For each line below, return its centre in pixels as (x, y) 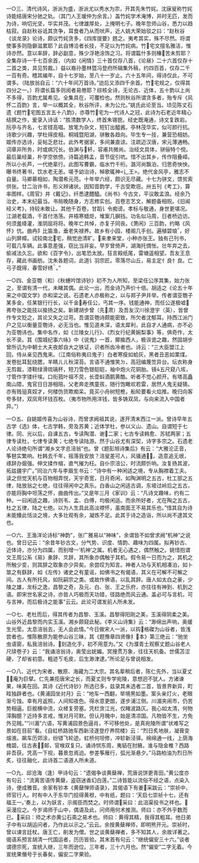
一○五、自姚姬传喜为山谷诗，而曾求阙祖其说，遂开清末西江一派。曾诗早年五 (99, 419)
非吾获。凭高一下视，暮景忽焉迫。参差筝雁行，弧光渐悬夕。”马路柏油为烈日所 (99, 753)
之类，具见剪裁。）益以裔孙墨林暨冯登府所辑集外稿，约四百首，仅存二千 (103, 68)
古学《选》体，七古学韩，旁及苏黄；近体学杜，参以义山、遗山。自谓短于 (94, 426)
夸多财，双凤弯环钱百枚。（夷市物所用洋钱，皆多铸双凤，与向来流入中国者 (96, 399)
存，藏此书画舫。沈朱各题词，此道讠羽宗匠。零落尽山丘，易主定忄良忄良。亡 (99, 260)
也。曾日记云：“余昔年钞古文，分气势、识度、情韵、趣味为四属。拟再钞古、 (98, 543)
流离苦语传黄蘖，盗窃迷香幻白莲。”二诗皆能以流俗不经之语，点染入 (110, 780)
